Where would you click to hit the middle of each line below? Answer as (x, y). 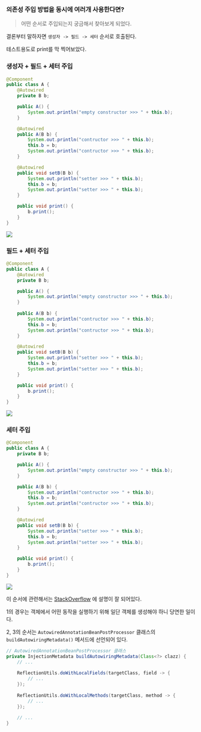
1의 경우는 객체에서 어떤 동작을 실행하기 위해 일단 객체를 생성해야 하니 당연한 (95, 611)
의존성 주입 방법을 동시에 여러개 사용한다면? (65, 9)
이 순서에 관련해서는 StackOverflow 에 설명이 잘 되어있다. (74, 599)
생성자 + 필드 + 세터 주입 (40, 66)
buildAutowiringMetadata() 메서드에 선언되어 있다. (67, 639)
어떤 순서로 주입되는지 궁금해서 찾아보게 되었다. (76, 24)
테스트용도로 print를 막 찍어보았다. (46, 49)
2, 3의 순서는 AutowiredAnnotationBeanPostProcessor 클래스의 (81, 632)
